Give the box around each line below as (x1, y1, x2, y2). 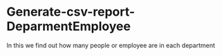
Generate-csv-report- (6, 4, 136, 20)
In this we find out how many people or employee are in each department (6, 41, 215, 49)
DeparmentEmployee (6, 18, 131, 34)
